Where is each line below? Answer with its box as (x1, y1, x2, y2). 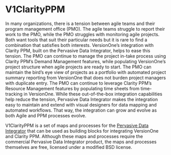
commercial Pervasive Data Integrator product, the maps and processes (5, 139, 157, 145)
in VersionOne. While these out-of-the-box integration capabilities (23, 91, 162, 97)
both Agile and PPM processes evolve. (5, 112, 87, 118)
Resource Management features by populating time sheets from (5, 85, 139, 91)
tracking (5, 91, 23, 97)
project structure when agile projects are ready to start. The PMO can (5, 64, 152, 70)
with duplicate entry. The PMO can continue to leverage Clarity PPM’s (5, 80, 152, 86)
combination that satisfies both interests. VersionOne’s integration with (5, 42, 154, 48)
